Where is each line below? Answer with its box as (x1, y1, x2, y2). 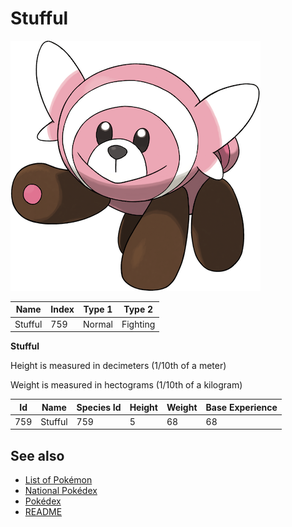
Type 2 (123, 303, 154, 316)
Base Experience (205, 401, 278, 413)
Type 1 (83, 303, 113, 316)
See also (10, 447, 65, 464)
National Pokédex (24, 485, 98, 497)
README (24, 506, 63, 518)
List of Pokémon (24, 474, 93, 486)
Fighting (121, 318, 156, 330)
